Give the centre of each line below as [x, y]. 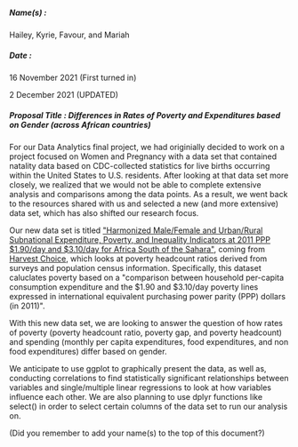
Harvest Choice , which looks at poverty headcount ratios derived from [138, 259]
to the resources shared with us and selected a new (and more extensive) [144, 204]
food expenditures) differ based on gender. [88, 351]
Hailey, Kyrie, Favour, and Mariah [70, 35]
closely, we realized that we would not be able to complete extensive [135, 184]
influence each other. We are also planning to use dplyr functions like [136, 396]
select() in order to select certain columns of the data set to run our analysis [149, 406]
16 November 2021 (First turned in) [73, 77]
